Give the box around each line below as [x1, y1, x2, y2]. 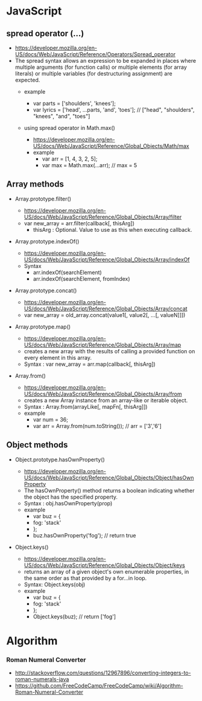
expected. [14, 77, 40, 83]
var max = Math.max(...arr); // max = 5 [42, 162, 137, 168]
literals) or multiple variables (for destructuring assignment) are [14, 70, 173, 77]
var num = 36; [33, 415, 68, 423]
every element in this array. [24, 354, 92, 361]
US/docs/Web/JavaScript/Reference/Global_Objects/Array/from [24, 390, 182, 397]
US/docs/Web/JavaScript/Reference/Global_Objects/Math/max [33, 142, 189, 149]
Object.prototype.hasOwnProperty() [14, 456, 106, 463]
